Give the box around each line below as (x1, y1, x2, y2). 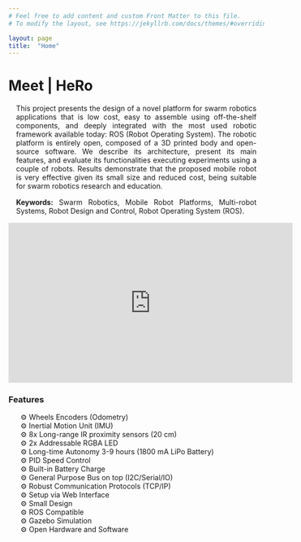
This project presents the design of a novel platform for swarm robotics (15, 103, 257, 114)
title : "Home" (8, 41, 60, 50)
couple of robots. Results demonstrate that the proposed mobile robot (15, 164, 257, 174)
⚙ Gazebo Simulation (19, 516, 92, 526)
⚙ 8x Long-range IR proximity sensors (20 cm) (19, 430, 177, 440)
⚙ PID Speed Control (19, 456, 91, 466)
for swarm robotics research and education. (15, 181, 163, 191)
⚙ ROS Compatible (19, 507, 84, 517)
